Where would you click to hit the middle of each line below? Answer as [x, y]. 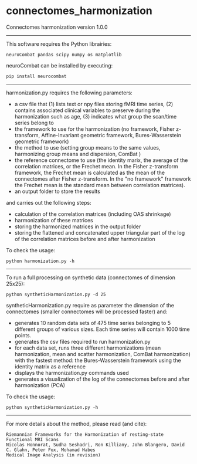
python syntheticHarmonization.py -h [52, 407]
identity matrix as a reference [50, 366]
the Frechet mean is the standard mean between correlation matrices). [100, 185]
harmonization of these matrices [54, 220]
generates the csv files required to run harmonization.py [82, 341]
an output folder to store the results [57, 191]
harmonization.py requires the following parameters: [69, 93]
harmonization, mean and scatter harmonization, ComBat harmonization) [102, 354]
